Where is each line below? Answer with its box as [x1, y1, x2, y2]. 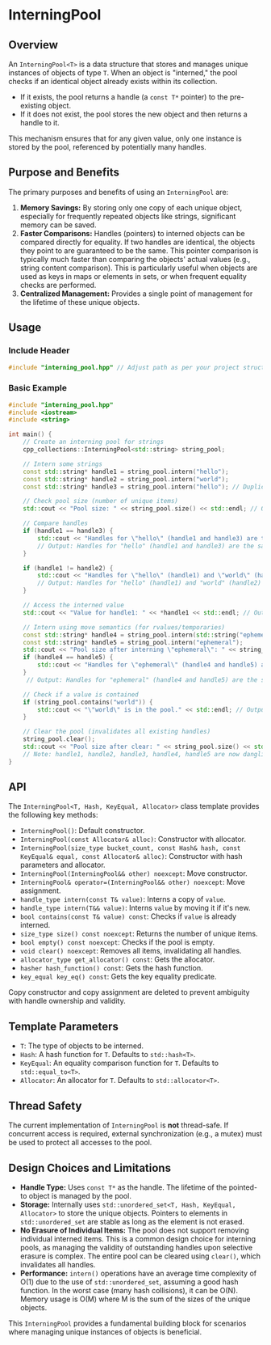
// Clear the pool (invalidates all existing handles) [23, 728, 211, 736]
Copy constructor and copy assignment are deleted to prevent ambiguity [8, 988, 250, 997]
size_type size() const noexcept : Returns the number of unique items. [19, 928, 258, 939]
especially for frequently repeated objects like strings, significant [19, 211, 236, 221]
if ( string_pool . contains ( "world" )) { [23, 698, 153, 706]
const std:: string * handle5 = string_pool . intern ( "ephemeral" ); [23, 638, 244, 646]
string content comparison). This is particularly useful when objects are [19, 263, 258, 273]
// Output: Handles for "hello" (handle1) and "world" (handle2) [37, 579, 262, 587]
